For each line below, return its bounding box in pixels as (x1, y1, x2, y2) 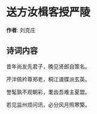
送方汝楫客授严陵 (6, 5, 91, 19)
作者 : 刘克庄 (6, 26, 36, 34)
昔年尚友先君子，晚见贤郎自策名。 (6, 62, 90, 70)
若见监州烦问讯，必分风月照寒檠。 (6, 101, 90, 108)
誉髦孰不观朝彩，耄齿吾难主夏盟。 (6, 88, 90, 95)
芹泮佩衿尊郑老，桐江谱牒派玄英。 (6, 76, 90, 83)
